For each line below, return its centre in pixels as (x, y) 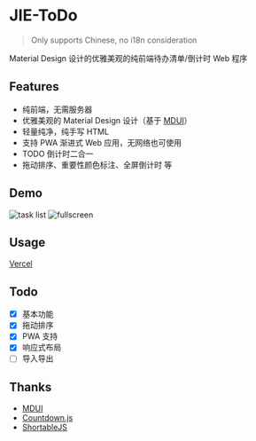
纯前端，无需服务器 (57, 109)
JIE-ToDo (43, 16)
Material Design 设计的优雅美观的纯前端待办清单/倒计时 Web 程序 (128, 58)
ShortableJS (45, 428)
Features (34, 87)
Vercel (21, 264)
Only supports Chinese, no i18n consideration (114, 40)
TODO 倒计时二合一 (58, 154)
